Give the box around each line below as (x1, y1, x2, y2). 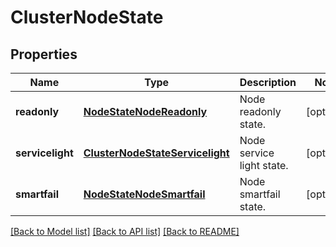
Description (239, 76, 297, 89)
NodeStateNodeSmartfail (83, 187, 206, 201)
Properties (10, 46, 78, 63)
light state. (239, 159, 289, 172)
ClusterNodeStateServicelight (83, 146, 230, 160)
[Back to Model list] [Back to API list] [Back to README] (10, 226, 240, 237)
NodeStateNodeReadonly (83, 105, 208, 118)
